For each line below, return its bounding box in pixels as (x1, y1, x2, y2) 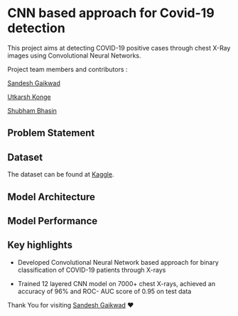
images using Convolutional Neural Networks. (7, 51, 141, 60)
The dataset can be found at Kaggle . (7, 170, 114, 179)
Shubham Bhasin (7, 106, 57, 115)
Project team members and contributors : (7, 65, 128, 73)
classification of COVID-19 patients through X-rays (17, 265, 166, 274)
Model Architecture (7, 191, 96, 203)
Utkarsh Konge (7, 93, 51, 101)
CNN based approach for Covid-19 (7, 5, 215, 21)
